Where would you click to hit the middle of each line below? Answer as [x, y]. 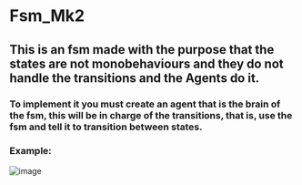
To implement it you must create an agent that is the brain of [145, 104]
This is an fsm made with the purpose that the [142, 50]
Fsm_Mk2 [47, 16]
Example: [30, 151]
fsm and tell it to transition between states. [106, 127]
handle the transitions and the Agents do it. [135, 78]
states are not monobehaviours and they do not [146, 63]
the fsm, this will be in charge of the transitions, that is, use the [151, 115]
